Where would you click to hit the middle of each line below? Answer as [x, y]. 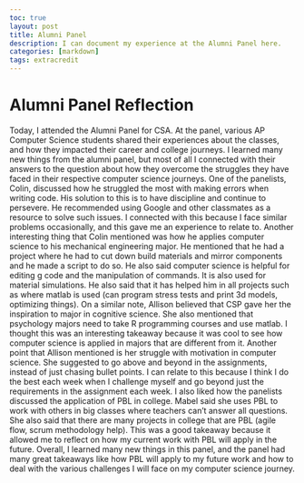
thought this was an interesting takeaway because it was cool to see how [146, 333]
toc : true [28, 18]
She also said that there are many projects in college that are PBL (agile [143, 420]
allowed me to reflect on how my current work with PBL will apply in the [143, 439]
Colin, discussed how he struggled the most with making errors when [139, 188]
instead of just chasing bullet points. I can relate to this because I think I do [149, 372]
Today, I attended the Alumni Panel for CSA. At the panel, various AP [137, 130]
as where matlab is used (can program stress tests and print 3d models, [144, 294]
